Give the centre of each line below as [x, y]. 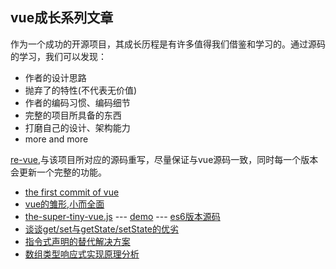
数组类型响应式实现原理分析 [82, 254]
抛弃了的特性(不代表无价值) [81, 90]
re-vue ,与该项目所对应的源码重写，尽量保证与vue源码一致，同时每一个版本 [164, 159]
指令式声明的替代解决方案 [77, 241]
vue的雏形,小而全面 [64, 204]
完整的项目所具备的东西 [73, 115]
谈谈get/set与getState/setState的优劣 [102, 229]
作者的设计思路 [55, 77]
